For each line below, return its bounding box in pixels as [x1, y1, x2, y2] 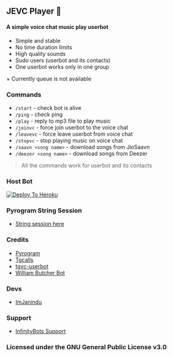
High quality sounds [15, 50, 66, 57]
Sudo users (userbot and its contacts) [15, 56, 111, 64]
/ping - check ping [15, 110, 63, 118]
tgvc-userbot [15, 262, 49, 270]
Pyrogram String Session [6, 206, 83, 215]
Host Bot [6, 177, 33, 185]
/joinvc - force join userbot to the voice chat [15, 123, 128, 131]
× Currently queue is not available [6, 75, 92, 82]
